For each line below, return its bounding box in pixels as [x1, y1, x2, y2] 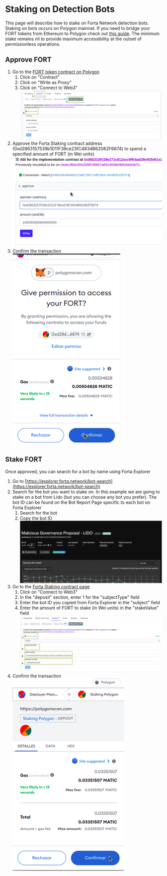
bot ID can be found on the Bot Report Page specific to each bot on [12, 499, 151, 505]
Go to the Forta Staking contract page [12, 583, 90, 589]
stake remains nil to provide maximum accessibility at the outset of [5, 36, 142, 42]
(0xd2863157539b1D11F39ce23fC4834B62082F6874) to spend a [12, 145, 147, 151]
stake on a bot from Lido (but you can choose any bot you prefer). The [12, 494, 157, 500]
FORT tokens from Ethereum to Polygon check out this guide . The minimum [5, 30, 160, 36]
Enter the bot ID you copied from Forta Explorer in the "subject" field [19, 599, 160, 605]
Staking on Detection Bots [5, 3, 115, 15]
